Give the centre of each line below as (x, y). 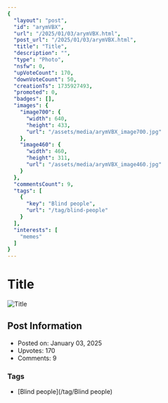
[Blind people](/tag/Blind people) (65, 392)
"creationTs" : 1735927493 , (53, 86)
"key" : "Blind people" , (61, 204)
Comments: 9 (37, 358)
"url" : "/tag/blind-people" (67, 211)
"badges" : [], (34, 99)
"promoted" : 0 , (36, 92)
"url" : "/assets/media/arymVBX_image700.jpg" (93, 132)
